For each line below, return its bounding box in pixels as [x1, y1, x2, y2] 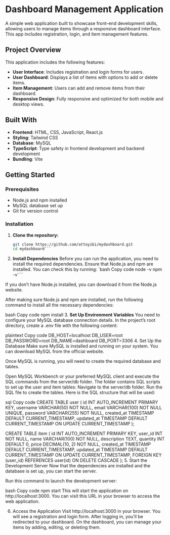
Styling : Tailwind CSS [12, 134, 58, 140]
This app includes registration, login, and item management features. [5, 31, 149, 37]
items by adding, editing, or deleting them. [12, 524, 101, 530]
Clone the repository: [12, 232, 59, 238]
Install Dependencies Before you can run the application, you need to [12, 256, 159, 262]
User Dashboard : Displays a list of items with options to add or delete [12, 74, 158, 80]
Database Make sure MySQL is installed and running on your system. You [5, 343, 158, 349]
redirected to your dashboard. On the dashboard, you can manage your [12, 519, 162, 525]
